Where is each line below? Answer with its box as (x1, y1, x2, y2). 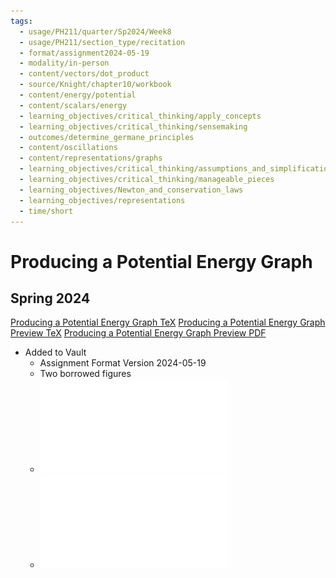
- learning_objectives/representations (19, 195, 186, 205)
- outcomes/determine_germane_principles (19, 132, 195, 142)
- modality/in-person (19, 58, 110, 69)
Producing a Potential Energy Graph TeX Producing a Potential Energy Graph (10, 316, 326, 329)
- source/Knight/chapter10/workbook (19, 80, 172, 90)
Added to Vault (24, 346, 87, 359)
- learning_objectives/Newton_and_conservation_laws (19, 185, 244, 195)
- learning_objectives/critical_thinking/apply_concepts (19, 111, 262, 121)
